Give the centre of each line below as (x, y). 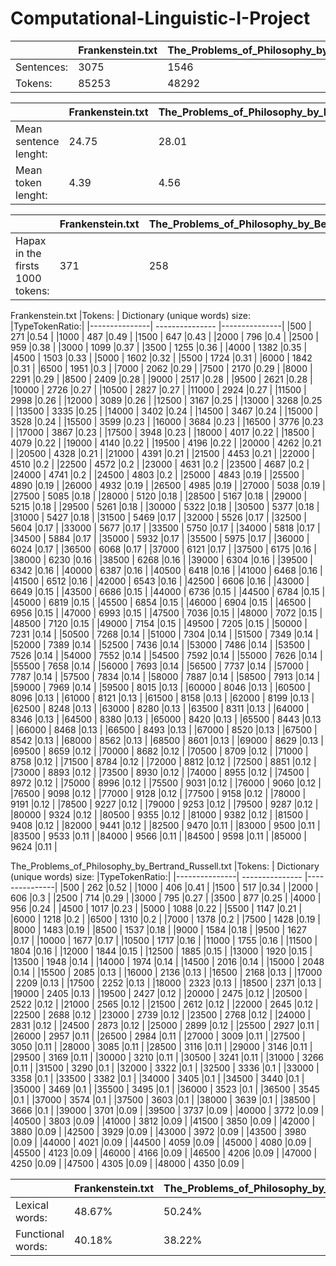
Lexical (32, 1205)
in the (28, 253)
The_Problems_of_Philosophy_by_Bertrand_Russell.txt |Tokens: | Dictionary (165, 866)
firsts (27, 265)
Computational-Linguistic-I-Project (160, 18)
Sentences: (42, 67)
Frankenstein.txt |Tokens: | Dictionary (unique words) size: (130, 315)
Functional (40, 1234)
